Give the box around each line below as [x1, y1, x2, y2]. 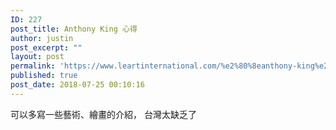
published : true [10, 71, 78, 81]
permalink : [10, 61, 56, 71]
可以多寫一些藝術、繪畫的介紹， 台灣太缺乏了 [10, 108, 197, 120]
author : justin [10, 33, 74, 43]
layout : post [10, 52, 65, 62]
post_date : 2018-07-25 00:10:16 [10, 80, 145, 90]
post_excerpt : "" [10, 42, 83, 53]
